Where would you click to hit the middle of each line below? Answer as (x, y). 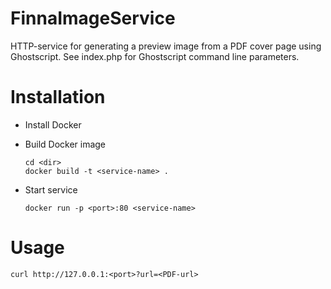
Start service (51, 189)
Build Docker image (65, 144)
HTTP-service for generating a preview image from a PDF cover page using (166, 46)
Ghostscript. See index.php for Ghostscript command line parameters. (155, 56)
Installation (58, 97)
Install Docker (53, 124)
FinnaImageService (93, 18)
